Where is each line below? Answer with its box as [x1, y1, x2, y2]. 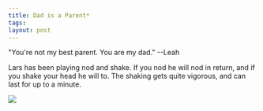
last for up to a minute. [8, 80, 81, 89]
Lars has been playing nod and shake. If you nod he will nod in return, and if [8, 63, 255, 72]
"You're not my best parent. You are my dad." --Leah [8, 48, 180, 57]
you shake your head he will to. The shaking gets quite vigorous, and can [8, 72, 246, 81]
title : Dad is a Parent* [8, 11, 90, 20]
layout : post [8, 26, 51, 34]
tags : [8, 19, 26, 27]
